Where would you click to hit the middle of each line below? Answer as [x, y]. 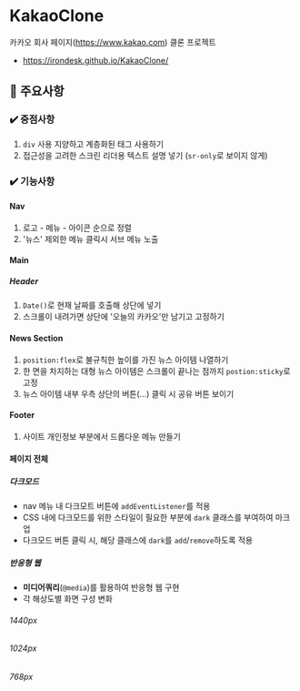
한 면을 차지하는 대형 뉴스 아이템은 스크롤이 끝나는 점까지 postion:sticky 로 [156, 371]
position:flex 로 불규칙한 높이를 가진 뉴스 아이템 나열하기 [125, 360]
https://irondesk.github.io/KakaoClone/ [95, 60]
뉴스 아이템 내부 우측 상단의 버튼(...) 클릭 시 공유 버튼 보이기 [128, 393]
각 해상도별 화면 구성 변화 [68, 599]
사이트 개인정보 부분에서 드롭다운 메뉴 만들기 [102, 436]
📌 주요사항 [37, 91]
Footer [22, 415]
